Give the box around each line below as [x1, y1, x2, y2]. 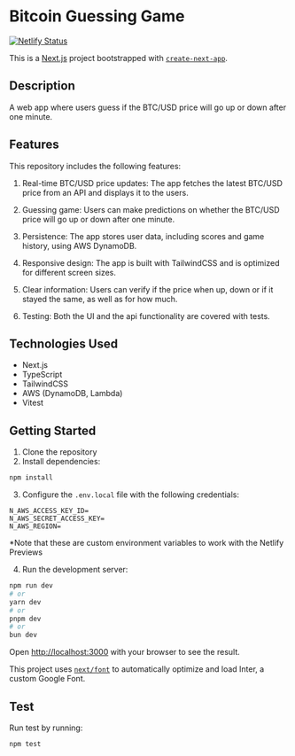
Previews [9, 547, 43, 557]
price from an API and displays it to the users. [21, 187, 189, 198]
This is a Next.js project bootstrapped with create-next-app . [9, 52, 229, 63]
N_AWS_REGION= [9, 522, 62, 531]
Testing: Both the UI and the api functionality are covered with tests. [21, 310, 270, 321]
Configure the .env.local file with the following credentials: [21, 489, 240, 500]
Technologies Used [9, 336, 118, 351]
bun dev [9, 631, 38, 640]
